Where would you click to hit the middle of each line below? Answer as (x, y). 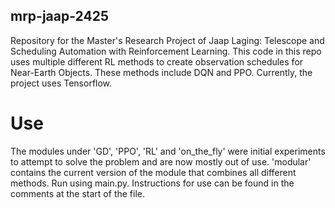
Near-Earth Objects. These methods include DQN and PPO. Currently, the (161, 72)
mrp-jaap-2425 (60, 16)
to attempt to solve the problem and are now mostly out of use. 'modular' (161, 161)
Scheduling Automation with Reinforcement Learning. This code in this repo (166, 51)
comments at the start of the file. (77, 193)
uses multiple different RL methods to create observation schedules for (157, 61)
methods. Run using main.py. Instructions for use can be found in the (152, 183)
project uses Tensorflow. (61, 83)
